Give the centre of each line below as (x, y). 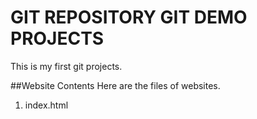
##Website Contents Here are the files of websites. (115, 85)
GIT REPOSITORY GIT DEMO (129, 17)
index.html (46, 105)
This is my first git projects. (66, 66)
